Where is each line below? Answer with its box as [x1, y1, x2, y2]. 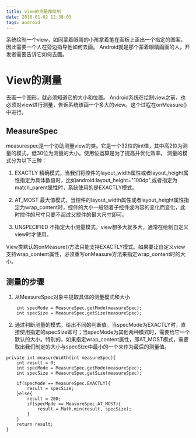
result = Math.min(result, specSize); [37, 406, 132, 412]
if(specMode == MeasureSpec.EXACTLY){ [16, 380, 111, 386]
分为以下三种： [10, 157, 47, 164]
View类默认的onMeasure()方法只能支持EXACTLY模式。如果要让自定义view [6, 244, 185, 251]
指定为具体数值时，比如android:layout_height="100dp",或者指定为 [19, 177, 178, 184]
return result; [16, 421, 54, 427]
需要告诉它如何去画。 [16, 51, 68, 58]
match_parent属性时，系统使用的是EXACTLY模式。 [14, 184, 138, 191]
